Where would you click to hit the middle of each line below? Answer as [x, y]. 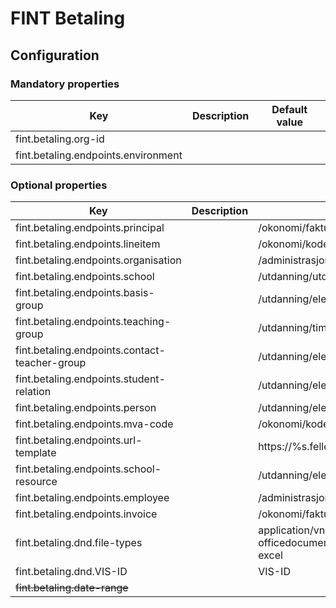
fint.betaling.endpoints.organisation [98, 260]
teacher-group [51, 363]
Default [289, 109]
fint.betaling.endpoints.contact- [90, 350]
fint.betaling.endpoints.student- [90, 379]
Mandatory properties [65, 84]
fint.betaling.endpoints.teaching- [93, 322]
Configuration [55, 55]
